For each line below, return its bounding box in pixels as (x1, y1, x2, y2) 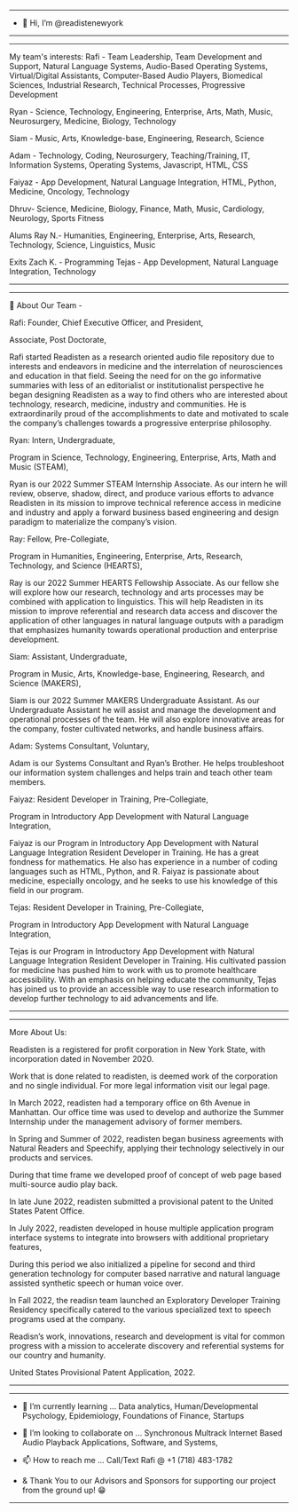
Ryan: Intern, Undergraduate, (9, 435, 115, 445)
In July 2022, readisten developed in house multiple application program (9, 1223, 275, 1233)
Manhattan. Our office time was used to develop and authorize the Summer (9, 1107, 285, 1117)
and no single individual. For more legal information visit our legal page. (9, 1081, 271, 1090)
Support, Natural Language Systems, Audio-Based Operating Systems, (9, 61, 269, 71)
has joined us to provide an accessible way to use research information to (9, 984, 279, 994)
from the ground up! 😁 (21, 1484, 106, 1495)
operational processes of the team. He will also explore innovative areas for (9, 714, 286, 724)
